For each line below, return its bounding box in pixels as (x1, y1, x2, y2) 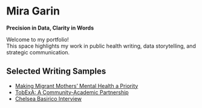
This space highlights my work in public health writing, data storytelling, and (6, 42, 197, 49)
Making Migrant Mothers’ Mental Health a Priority (15, 82, 138, 89)
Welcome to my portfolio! (6, 36, 70, 43)
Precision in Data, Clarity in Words (6, 24, 94, 31)
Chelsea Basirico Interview (15, 95, 82, 102)
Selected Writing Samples (6, 66, 106, 77)
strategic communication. (6, 48, 70, 56)
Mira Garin (6, 4, 60, 18)
